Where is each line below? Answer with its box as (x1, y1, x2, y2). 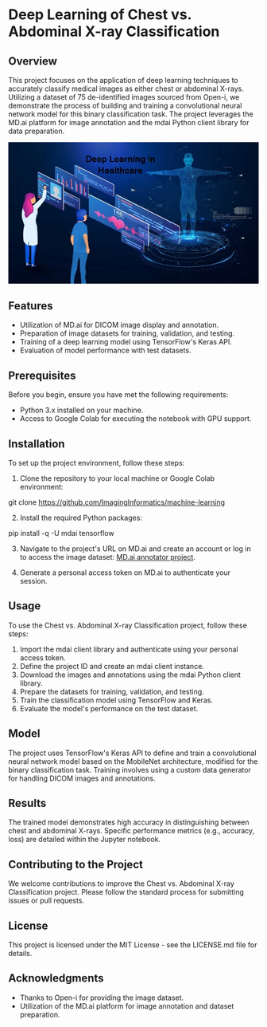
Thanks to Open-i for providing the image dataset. (19, 993, 184, 1002)
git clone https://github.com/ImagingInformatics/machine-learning (8, 497, 225, 507)
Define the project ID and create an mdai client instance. (19, 661, 205, 671)
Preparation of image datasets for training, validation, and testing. (19, 329, 235, 338)
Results (8, 796, 47, 810)
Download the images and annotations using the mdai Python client (19, 670, 241, 679)
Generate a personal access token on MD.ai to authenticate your (19, 568, 231, 577)
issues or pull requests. (8, 895, 85, 906)
